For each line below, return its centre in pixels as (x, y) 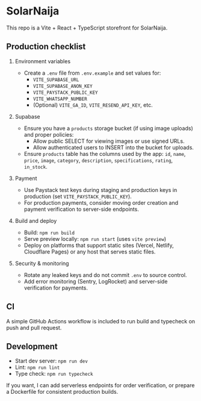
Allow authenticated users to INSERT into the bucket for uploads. (113, 147)
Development (32, 347)
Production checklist (46, 47)
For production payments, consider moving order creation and (101, 202)
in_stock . (36, 166)
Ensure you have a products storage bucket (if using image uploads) (109, 128)
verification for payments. (56, 288)
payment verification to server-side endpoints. (82, 209)
